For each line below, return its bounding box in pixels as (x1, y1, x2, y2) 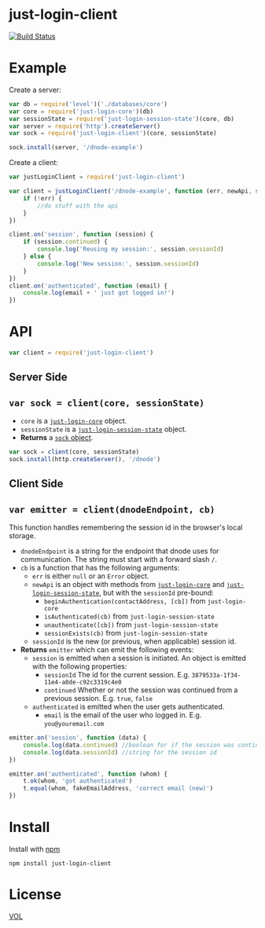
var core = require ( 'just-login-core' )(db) (9, 108, 154, 116)
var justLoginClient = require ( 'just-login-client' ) (9, 173, 186, 182)
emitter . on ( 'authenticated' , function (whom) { (9, 770, 168, 778)
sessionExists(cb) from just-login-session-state (43, 629, 208, 638)
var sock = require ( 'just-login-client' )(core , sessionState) (9, 130, 217, 138)
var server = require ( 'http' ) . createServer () (9, 122, 160, 130)
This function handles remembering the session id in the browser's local (9, 523, 243, 532)
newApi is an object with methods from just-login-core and (31, 580, 225, 589)
